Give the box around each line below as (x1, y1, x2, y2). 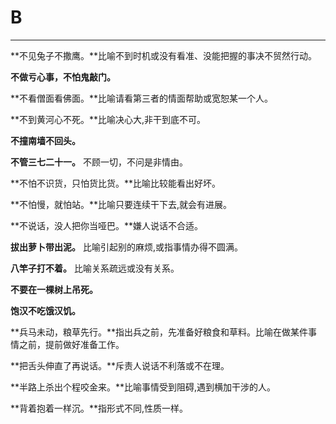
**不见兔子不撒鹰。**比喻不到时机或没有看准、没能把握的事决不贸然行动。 (10, 49, 318, 61)
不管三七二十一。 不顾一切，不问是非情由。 (10, 156, 188, 168)
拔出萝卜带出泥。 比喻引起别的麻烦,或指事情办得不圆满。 (10, 241, 243, 253)
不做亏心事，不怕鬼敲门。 (10, 71, 116, 83)
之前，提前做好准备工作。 (18, 338, 125, 350)
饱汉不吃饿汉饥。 (10, 304, 81, 316)
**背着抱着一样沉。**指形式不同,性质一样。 (10, 402, 189, 414)
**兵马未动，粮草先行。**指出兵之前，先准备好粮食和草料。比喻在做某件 (10, 326, 309, 338)
